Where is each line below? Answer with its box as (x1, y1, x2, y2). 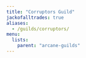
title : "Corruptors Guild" (6, 8, 75, 15)
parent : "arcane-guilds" (17, 43, 81, 49)
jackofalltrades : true (6, 14, 64, 21)
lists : (12, 37, 29, 43)
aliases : (6, 20, 29, 26)
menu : (6, 31, 20, 37)
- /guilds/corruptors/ (12, 25, 70, 32)
